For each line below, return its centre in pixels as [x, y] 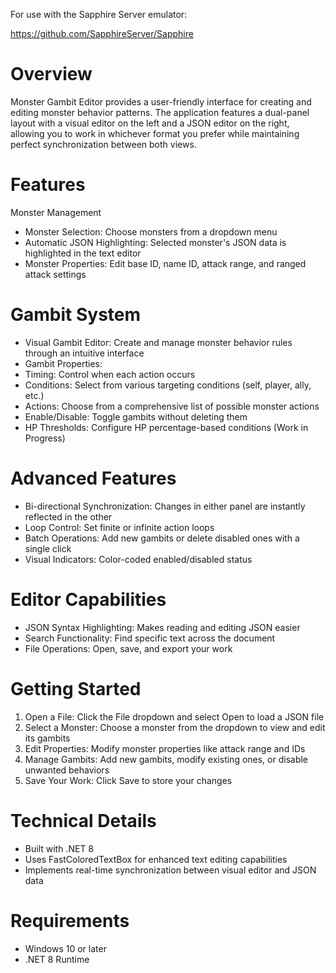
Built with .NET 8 [59, 848]
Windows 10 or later [65, 948]
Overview [51, 74]
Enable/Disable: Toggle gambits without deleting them [136, 416]
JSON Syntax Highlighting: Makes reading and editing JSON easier [162, 627]
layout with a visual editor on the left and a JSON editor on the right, [150, 123]
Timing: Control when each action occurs [110, 374]
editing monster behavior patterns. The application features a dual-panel [160, 112]
